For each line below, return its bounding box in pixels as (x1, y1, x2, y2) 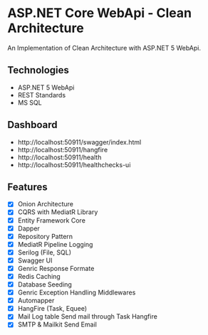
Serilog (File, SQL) (17, 248, 72, 257)
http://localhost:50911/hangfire (17, 145, 108, 154)
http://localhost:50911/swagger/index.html (17, 137, 142, 147)
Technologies (7, 64, 70, 76)
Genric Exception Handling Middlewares (17, 288, 136, 297)
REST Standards (17, 90, 66, 99)
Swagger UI (17, 256, 53, 265)
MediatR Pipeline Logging (17, 240, 93, 248)
